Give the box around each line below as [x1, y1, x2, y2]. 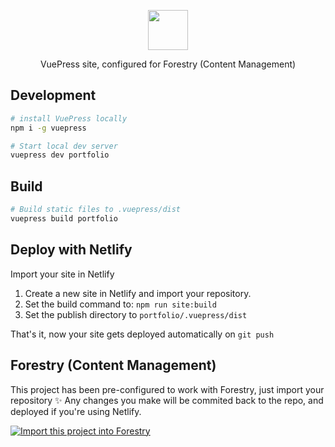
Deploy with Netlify [10, 241, 133, 259]
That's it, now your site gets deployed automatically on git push [10, 328, 275, 340]
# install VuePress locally [10, 113, 128, 124]
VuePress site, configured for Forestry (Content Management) [39, 58, 297, 70]
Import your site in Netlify [10, 268, 115, 280]
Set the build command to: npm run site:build [24, 298, 217, 310]
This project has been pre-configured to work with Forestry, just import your [10, 383, 325, 395]
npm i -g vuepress [10, 123, 87, 133]
